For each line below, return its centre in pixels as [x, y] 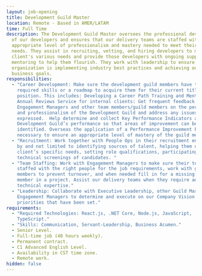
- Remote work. [31, 259]
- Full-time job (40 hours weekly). [57, 236]
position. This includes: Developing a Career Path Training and [101, 96]
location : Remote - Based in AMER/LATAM [58, 23]
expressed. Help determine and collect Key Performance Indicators [105, 118]
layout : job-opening [32, 12]
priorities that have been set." [59, 202]
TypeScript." [33, 219]
